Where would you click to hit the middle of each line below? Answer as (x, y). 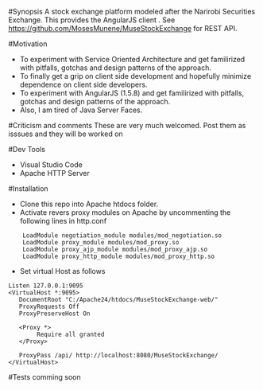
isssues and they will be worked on (66, 134)
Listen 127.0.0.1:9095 (46, 286)
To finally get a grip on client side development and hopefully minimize (135, 76)
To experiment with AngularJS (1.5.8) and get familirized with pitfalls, (132, 93)
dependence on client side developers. (83, 84)
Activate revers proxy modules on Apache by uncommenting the (125, 213)
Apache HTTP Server (54, 173)
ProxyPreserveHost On (54, 314)
